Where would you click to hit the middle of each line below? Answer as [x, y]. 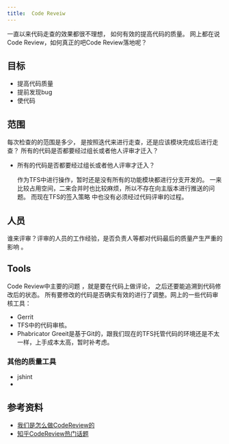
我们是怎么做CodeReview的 [56, 425]
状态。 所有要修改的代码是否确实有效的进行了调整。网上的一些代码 [119, 294]
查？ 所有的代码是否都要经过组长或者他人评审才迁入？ [83, 151]
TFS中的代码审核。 [44, 325]
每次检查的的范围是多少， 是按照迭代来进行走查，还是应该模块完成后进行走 [113, 142]
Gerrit [25, 317]
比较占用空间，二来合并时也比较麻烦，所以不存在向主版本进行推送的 [113, 188]
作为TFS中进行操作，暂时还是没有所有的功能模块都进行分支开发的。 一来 [119, 180]
